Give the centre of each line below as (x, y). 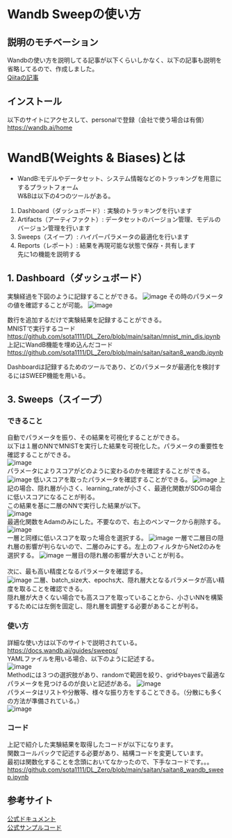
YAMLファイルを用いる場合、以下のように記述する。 (83, 658)
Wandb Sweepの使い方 (74, 14)
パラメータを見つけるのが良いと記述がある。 (71, 683)
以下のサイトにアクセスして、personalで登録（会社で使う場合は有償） (108, 120)
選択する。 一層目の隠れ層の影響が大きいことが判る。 (97, 555)
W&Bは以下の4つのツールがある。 (66, 196)
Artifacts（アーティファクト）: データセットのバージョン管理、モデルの (119, 219)
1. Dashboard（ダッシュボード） (77, 278)
